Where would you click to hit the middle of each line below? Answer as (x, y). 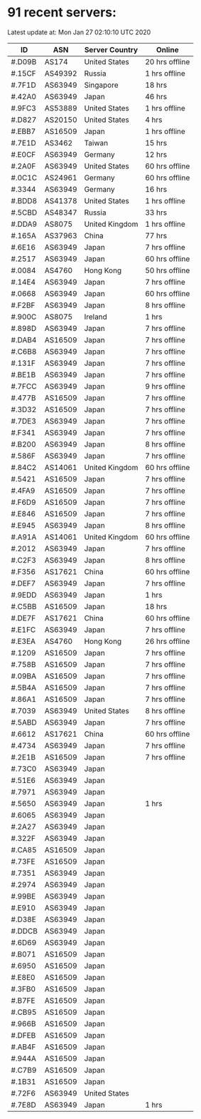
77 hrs (156, 235)
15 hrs (156, 143)
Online (167, 49)
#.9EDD (24, 595)
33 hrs (156, 213)
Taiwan (96, 143)
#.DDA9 (24, 224)
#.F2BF (23, 305)
